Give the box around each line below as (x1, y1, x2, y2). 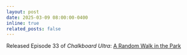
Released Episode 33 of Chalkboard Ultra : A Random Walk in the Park (6, 42, 182, 50)
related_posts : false (6, 25, 61, 32)
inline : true (6, 20, 39, 26)
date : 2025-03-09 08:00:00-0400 (6, 15, 88, 21)
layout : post (6, 8, 39, 15)
